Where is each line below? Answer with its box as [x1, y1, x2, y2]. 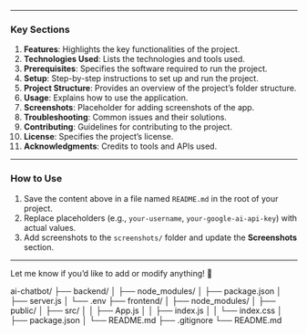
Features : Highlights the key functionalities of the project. [23, 44, 240, 55]
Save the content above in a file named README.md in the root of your [23, 193, 279, 204]
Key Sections [10, 23, 71, 36]
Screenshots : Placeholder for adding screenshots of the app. [23, 102, 255, 113]
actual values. [23, 222, 77, 233]
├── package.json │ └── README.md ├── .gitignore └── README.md [10, 314, 282, 325]
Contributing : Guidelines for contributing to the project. [23, 121, 233, 132]
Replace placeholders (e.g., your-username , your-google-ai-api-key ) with [23, 212, 298, 224]
